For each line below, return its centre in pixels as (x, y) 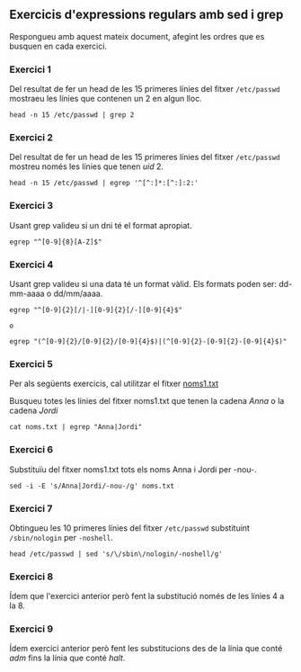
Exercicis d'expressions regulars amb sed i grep (146, 15)
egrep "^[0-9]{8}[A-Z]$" (56, 242)
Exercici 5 (31, 363)
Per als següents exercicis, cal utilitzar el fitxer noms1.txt (114, 384)
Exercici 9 (31, 629)
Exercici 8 (31, 577)
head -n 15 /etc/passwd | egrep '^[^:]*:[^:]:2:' (104, 184)
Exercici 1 (31, 69)
